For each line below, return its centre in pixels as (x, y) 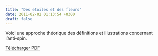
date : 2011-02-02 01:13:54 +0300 (40, 14)
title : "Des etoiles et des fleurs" (43, 10)
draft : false (19, 19)
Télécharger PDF (23, 48)
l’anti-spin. (16, 38)
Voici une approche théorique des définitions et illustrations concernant (79, 33)
